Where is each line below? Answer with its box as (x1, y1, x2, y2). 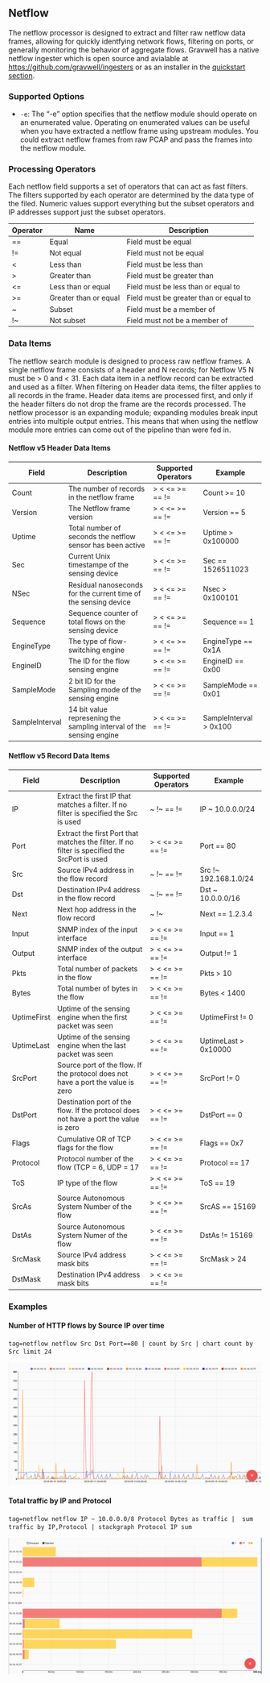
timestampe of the (67, 560, 129, 570)
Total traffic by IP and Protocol (8, 1495, 112, 1506)
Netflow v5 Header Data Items (8, 443, 111, 453)
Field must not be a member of (126, 315, 228, 325)
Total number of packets (57, 964, 138, 974)
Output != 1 (199, 949, 239, 958)
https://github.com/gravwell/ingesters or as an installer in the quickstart (8, 62, 246, 72)
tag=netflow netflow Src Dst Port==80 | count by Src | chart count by (8, 1340, 253, 1348)
